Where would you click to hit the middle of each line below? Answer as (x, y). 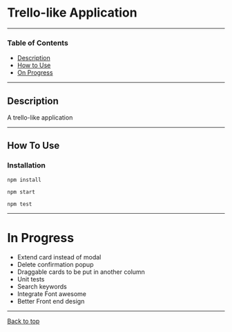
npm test (20, 204)
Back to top (23, 321)
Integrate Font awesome (52, 294)
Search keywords (42, 286)
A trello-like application (40, 118)
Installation (27, 165)
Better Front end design (51, 301)
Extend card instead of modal (59, 257)
